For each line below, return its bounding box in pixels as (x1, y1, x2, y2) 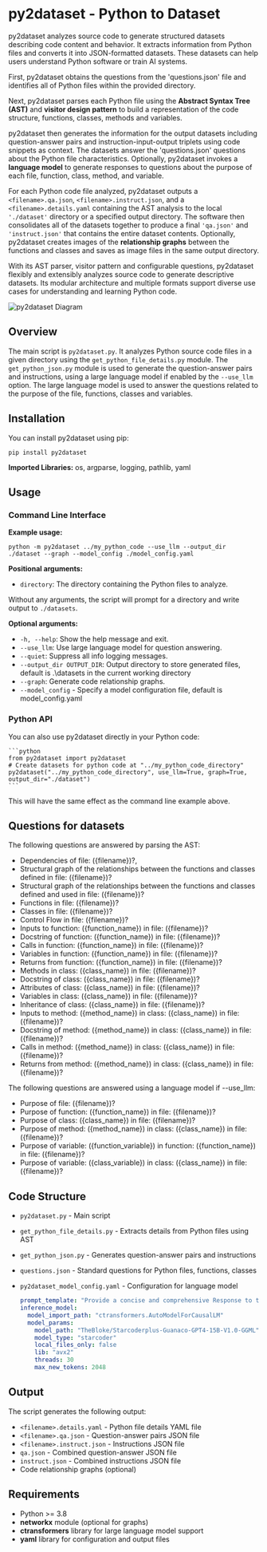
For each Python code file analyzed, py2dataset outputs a (8, 186, 198, 195)
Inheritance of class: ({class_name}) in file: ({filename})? (19, 1000, 206, 1009)
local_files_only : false (34, 1341, 117, 1349)
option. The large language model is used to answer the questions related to (8, 380, 259, 389)
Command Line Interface (8, 509, 106, 520)
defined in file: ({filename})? (19, 873, 112, 883)
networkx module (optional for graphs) (19, 1517, 149, 1526)
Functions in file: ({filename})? (19, 898, 120, 908)
